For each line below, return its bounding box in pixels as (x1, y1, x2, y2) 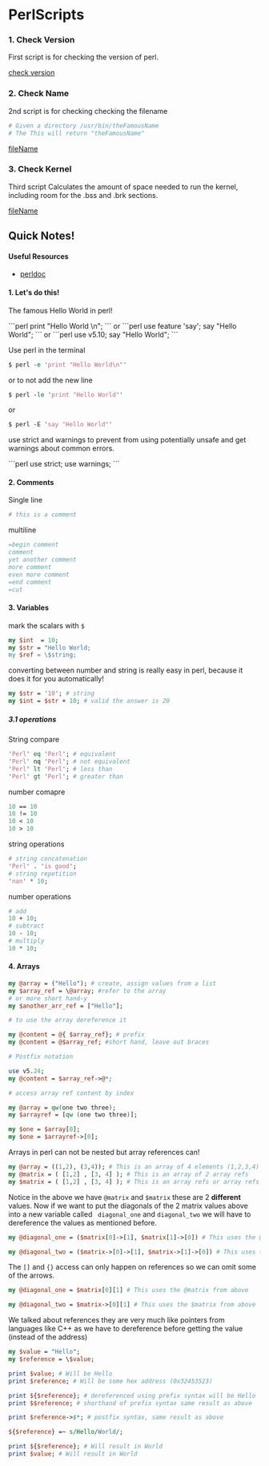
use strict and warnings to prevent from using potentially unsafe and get (8, 435, 247, 445)
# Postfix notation (8, 1052, 74, 1061)
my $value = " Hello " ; (8, 1348, 81, 1356)
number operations (8, 891, 72, 901)
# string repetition (8, 870, 78, 878)
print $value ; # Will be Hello (8, 1369, 113, 1378)
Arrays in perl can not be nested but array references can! (8, 1148, 200, 1157)
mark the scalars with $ (8, 620, 86, 630)
